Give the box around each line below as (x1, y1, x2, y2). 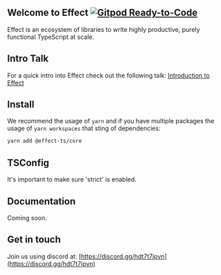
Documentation (7, 195, 76, 207)
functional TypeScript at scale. (7, 33, 95, 41)
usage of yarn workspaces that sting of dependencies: (7, 124, 161, 132)
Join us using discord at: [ (7, 252, 82, 260)
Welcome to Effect (7, 7, 89, 19)
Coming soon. (7, 213, 47, 222)
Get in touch (7, 233, 61, 246)
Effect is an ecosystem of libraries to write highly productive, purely (7, 25, 200, 33)
